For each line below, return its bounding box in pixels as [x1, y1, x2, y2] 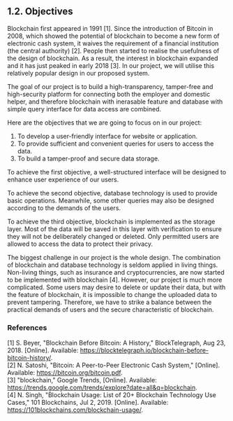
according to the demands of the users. [7, 203, 121, 212]
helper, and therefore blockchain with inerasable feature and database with [7, 97, 223, 106]
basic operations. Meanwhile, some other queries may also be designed [7, 196, 214, 205]
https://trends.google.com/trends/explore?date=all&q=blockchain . [7, 383, 197, 392]
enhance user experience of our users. [7, 175, 119, 184]
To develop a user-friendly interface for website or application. [17, 132, 197, 140]
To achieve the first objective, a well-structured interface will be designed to [7, 167, 227, 176]
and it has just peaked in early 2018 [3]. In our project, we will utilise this [7, 61, 215, 69]
